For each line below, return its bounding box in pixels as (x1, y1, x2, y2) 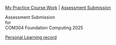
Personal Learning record (5, 35, 57, 40)
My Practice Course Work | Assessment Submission (5, 5, 111, 10)
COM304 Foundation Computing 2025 (5, 25, 83, 31)
